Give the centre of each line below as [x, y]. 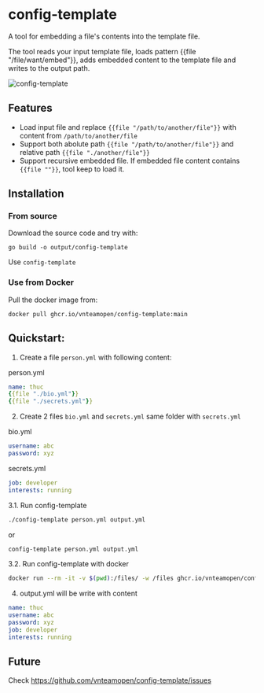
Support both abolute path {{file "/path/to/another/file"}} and [126, 144]
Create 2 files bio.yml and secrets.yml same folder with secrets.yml [130, 417]
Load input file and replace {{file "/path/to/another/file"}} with [128, 127]
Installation [36, 194]
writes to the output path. [49, 68]
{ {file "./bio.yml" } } [44, 394]
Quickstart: [37, 339]
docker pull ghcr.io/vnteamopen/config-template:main [98, 314]
